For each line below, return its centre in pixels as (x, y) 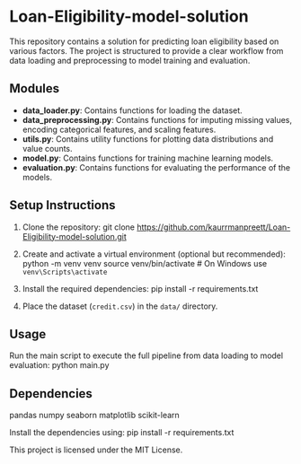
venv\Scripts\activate (65, 272)
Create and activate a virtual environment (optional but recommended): (154, 254)
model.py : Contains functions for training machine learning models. (148, 158)
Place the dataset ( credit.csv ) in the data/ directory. (120, 306)
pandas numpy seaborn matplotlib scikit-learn (94, 416)
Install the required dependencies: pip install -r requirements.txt (140, 288)
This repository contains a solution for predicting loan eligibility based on (144, 41)
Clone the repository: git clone (78, 227)
